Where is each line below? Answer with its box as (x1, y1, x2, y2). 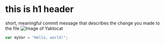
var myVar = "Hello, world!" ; (5, 35, 68, 40)
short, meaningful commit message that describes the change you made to (5, 20, 160, 26)
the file (5, 25, 20, 31)
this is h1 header (5, 3, 74, 15)
